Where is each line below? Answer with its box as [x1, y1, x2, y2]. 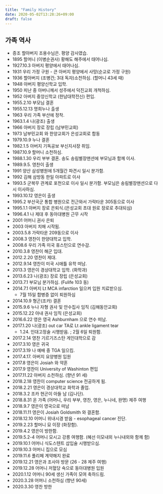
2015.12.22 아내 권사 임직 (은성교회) [12, 310, 82, 316]
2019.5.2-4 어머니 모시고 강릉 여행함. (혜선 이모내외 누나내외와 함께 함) [12, 434, 150, 440]
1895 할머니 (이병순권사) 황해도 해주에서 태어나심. [12, 56, 109, 62]
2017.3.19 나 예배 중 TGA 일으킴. [12, 347, 75, 353]
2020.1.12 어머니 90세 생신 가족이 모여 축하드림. [12, 471, 106, 477]
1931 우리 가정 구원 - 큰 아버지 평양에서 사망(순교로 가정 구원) [12, 69, 131, 75]
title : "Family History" [5, 7, 56, 12]
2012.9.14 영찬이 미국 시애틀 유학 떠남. [12, 261, 87, 267]
